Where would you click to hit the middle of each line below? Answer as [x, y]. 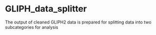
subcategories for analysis [32, 27]
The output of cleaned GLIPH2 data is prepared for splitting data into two [78, 22]
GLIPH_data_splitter [46, 9]
